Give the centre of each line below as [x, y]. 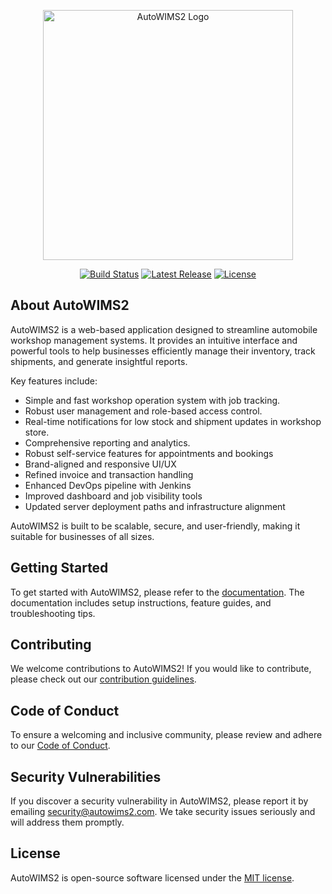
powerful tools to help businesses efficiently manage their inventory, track [163, 351]
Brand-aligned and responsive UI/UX [100, 464]
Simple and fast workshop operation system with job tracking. [152, 400]
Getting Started [59, 568]
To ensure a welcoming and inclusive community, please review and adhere [166, 735]
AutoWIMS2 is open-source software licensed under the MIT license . [152, 877]
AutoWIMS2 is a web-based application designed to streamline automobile [164, 329]
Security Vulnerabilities [86, 776]
